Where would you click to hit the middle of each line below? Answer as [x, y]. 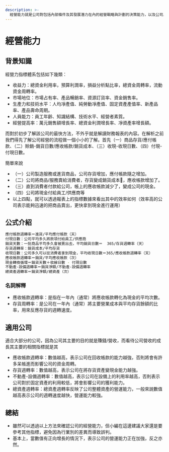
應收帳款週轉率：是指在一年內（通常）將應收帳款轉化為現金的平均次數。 [87, 297]
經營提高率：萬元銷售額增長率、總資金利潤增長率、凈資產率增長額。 [83, 123]
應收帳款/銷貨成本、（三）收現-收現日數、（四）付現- [109, 146]
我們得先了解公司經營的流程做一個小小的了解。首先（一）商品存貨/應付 [79, 139]
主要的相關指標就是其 [36, 347]
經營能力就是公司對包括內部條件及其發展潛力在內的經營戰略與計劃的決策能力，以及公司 [87, 15]
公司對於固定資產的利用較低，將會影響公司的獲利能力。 [70, 383]
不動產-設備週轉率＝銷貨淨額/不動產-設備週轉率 [48, 267]
